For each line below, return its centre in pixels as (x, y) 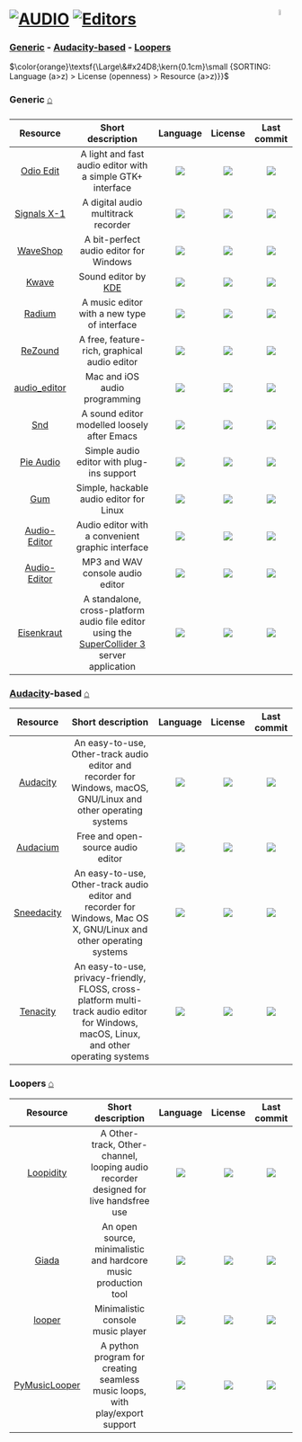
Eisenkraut (40, 633)
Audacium (38, 848)
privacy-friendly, (110, 978)
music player (120, 1331)
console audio (112, 574)
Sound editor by (112, 277)
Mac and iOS (112, 377)
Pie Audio (40, 462)
